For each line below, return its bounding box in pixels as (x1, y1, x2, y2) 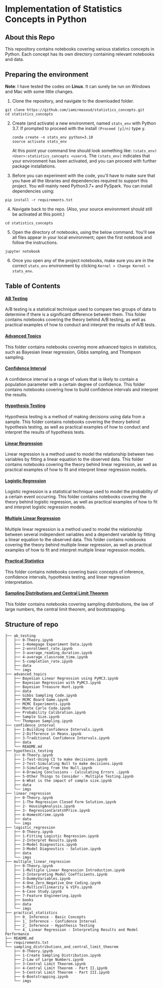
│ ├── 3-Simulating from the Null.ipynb (5, 765, 92, 770)
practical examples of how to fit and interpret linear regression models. (5, 466, 147, 473)
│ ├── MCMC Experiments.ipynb (5, 701, 71, 707)
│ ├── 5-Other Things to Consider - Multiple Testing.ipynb (5, 774, 134, 779)
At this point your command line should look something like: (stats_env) (12, 148, 157, 153)
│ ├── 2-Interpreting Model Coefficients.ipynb (5, 872, 108, 877)
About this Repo (5, 33, 55, 41)
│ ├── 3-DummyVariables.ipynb (5, 876, 71, 881)
